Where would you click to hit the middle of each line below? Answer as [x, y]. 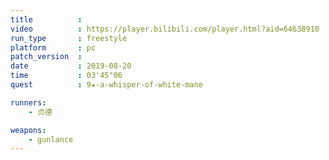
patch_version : [46, 57]
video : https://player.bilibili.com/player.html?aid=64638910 [165, 29]
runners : [28, 102]
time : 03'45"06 [66, 76]
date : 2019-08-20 [71, 66]
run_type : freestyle [69, 38]
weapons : [28, 130]
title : [46, 19]
